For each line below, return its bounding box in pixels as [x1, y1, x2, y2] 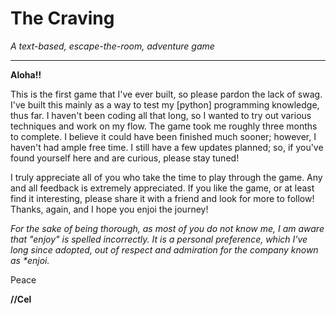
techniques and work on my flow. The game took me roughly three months [10, 120, 318, 132]
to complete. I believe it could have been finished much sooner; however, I [10, 130, 317, 142]
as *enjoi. [10, 254, 50, 266]
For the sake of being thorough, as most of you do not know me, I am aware [10, 222, 325, 234]
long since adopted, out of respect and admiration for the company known [10, 243, 319, 256]
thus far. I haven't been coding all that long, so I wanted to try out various [10, 109, 312, 121]
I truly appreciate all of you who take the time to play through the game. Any [10, 171, 323, 183]
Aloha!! [10, 68, 42, 81]
